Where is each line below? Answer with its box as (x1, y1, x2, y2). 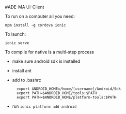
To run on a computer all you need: (5, 14, 75, 19)
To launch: (5, 31, 26, 37)
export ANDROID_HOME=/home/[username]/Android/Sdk (16, 86, 121, 91)
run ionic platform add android (12, 103, 77, 109)
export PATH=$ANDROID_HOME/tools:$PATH (16, 91, 97, 96)
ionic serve (5, 41, 29, 45)
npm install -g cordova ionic (5, 23, 66, 28)
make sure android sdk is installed (12, 58, 80, 64)
